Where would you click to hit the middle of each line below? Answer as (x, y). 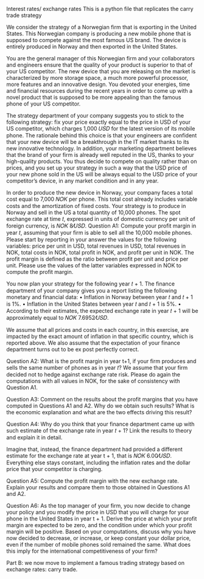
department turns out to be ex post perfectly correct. (73, 349)
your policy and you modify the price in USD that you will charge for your (98, 512)
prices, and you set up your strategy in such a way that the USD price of (97, 168)
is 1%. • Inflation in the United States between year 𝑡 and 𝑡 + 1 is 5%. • (94, 304)
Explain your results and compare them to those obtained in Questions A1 (98, 487)
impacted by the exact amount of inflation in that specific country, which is (100, 336)
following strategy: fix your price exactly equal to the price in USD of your (98, 122)
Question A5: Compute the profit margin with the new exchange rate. (93, 481)
